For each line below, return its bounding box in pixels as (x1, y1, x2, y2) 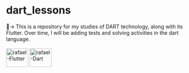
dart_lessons (6, 4, 72, 17)
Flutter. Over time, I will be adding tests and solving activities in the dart (6, 29, 179, 36)
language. (6, 35, 31, 42)
